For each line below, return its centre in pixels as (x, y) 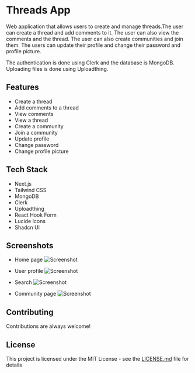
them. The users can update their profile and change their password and (93, 45)
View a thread (31, 120)
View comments (34, 114)
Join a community (36, 132)
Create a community (39, 126)
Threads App (39, 10)
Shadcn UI (27, 227)
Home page (29, 260)
